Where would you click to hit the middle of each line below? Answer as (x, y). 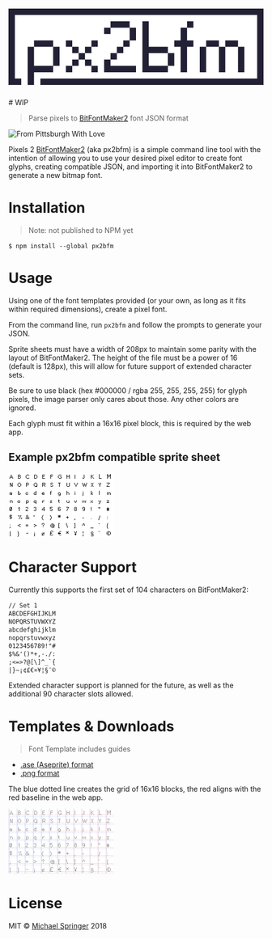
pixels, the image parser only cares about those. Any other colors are (123, 399)
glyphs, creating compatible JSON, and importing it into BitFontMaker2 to (131, 167)
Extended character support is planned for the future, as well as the (121, 685)
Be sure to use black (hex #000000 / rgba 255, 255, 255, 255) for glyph (128, 391)
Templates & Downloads (91, 726)
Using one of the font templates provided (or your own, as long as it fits (127, 300)
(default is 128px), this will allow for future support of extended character (130, 366)
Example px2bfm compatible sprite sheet (115, 457)
